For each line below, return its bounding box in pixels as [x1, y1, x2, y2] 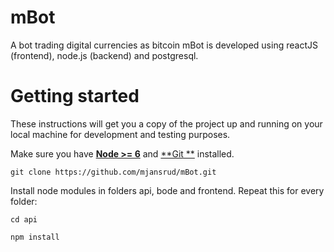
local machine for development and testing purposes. [10, 128, 231, 140]
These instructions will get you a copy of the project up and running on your [10, 117, 323, 130]
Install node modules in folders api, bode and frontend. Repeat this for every [10, 184, 325, 196]
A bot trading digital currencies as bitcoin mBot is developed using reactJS [10, 39, 318, 51]
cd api [10, 214, 38, 225]
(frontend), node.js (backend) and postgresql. [10, 49, 199, 61]
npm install [10, 232, 60, 242]
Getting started [10, 85, 140, 108]
